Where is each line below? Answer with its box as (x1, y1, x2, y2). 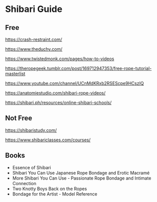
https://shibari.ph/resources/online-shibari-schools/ (5, 100, 112, 105)
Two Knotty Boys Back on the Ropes (12, 186, 87, 192)
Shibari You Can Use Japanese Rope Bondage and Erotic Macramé (12, 170, 150, 176)
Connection (12, 180, 36, 186)
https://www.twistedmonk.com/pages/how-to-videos (5, 56, 114, 62)
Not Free (5, 114, 32, 122)
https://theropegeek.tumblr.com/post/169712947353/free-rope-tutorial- (5, 66, 152, 71)
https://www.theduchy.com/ (5, 46, 63, 52)
